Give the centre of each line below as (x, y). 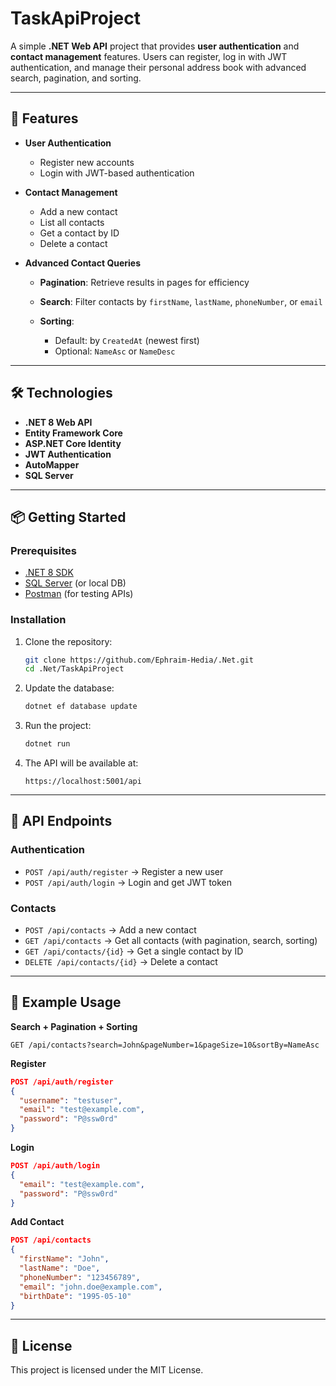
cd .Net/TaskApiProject (74, 669)
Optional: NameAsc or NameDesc (115, 351)
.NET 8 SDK (49, 573)
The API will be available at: (81, 763)
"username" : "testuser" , (71, 1100)
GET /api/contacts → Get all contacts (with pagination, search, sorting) (171, 941)
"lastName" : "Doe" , (60, 1268)
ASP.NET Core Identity (73, 443)
